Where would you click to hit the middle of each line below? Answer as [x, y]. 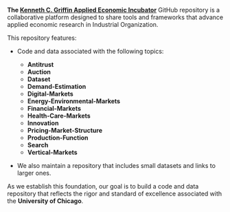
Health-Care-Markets [59, 116]
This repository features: [42, 38]
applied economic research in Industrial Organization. [83, 24]
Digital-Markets [50, 94]
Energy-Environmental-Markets [74, 101]
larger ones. [34, 173]
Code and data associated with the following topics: [90, 51]
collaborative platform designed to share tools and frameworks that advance [115, 17]
